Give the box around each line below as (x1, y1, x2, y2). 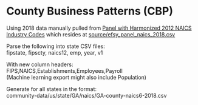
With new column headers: (6, 61, 73, 68)
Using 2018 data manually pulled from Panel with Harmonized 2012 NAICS (6, 24, 193, 32)
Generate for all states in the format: (6, 85, 97, 92)
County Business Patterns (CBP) (6, 4, 173, 18)
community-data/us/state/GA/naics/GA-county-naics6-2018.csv (6, 92, 167, 99)
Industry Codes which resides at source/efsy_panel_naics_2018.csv (6, 30, 176, 38)
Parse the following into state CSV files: (6, 42, 105, 50)
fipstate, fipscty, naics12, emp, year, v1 (6, 49, 103, 56)
